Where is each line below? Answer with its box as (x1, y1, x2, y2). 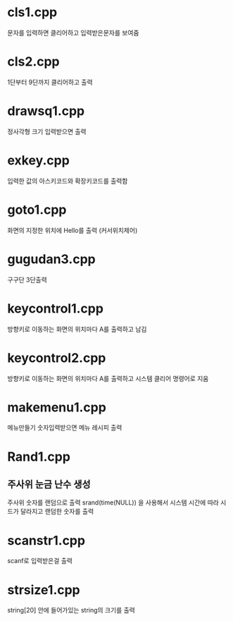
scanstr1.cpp (7, 532, 86, 548)
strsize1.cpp (7, 581, 81, 598)
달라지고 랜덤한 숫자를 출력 (20, 507, 94, 516)
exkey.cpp (7, 152, 70, 168)
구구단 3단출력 (7, 275, 47, 284)
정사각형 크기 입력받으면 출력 (7, 127, 87, 135)
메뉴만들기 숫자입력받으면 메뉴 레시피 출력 (7, 423, 122, 432)
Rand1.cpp (7, 449, 70, 464)
